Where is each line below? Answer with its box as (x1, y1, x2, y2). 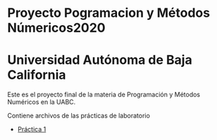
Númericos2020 (7, 20, 106, 36)
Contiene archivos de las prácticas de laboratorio (7, 111, 150, 120)
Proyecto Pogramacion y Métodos (7, 5, 210, 21)
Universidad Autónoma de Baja (7, 52, 192, 68)
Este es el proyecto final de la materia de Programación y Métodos (7, 90, 201, 99)
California (7, 67, 66, 83)
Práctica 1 (17, 125, 46, 134)
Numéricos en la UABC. (7, 98, 76, 106)
